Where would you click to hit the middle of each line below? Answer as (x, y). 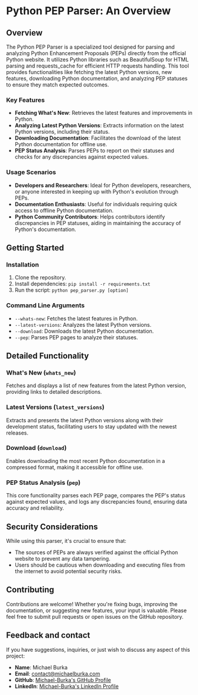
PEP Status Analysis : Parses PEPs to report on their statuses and (94, 151)
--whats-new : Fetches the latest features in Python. (76, 318)
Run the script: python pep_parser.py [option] (72, 290)
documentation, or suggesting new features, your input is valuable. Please (97, 610)
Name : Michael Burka (41, 667)
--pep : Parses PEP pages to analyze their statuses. (76, 337)
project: (16, 656)
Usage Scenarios (31, 172)
